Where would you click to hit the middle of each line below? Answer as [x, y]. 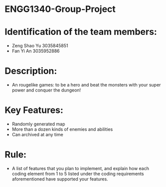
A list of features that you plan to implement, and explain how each [80, 168]
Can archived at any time [37, 135]
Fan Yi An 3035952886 [36, 51]
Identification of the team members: [81, 32]
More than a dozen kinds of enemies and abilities [62, 129]
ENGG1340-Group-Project [60, 9]
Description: [31, 71]
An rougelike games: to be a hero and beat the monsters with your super [86, 85]
